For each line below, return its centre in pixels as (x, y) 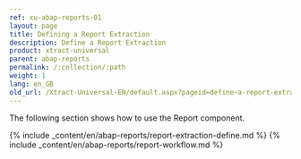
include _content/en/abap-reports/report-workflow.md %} (116, 145)
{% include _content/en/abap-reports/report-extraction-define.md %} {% (145, 135)
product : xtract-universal (60, 51)
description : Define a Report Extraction (88, 42)
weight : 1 (28, 76)
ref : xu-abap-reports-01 (56, 17)
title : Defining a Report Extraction (80, 34)
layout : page (34, 26)
